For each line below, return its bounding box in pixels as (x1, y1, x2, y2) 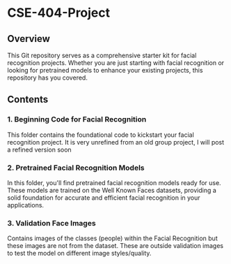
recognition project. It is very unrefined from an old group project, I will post (7, 138, 225, 146)
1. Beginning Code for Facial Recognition (7, 115, 147, 124)
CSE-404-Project (7, 5, 111, 21)
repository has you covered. (7, 73, 88, 82)
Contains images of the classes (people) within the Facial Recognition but (7, 234, 218, 242)
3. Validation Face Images (7, 218, 96, 228)
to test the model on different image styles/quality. (7, 249, 152, 258)
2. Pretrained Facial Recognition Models (7, 163, 145, 173)
